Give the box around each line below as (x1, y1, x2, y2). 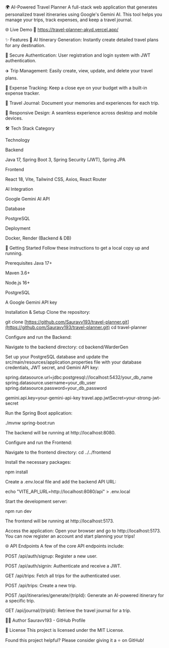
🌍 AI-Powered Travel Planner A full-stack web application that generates (5, 4, 157, 10)
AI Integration (5, 186, 34, 192)
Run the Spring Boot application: (5, 410, 73, 416)
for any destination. (5, 43, 46, 48)
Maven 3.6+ (5, 270, 30, 276)
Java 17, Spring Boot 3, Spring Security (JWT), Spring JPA (5, 156, 126, 163)
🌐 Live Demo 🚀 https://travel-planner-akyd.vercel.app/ (5, 27, 119, 32)
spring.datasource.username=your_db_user (5, 380, 96, 386)
